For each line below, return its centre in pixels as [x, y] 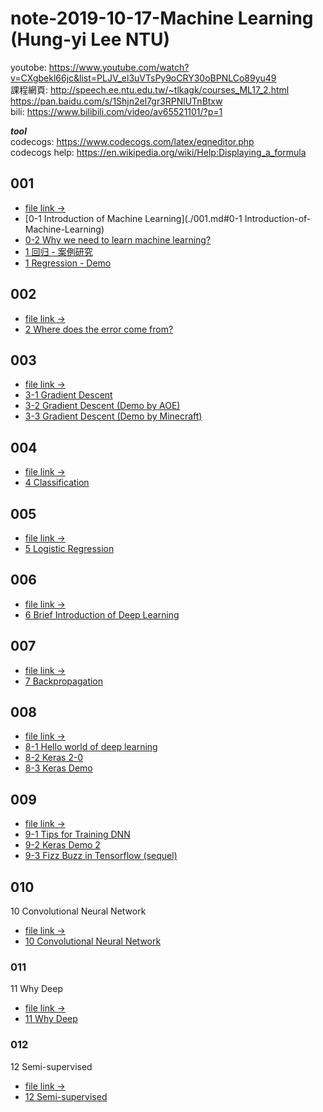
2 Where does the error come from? [99, 329]
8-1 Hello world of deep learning [91, 747]
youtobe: [28, 67]
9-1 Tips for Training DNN [77, 834]
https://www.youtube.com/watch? [119, 67]
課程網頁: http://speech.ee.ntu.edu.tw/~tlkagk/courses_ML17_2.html [150, 89]
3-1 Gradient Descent [68, 395]
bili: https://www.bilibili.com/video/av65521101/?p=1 [116, 111]
